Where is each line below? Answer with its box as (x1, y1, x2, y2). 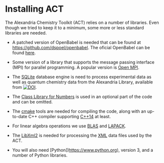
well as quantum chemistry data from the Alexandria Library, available (12, 79, 153, 85)
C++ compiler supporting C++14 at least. (28, 113, 111, 119)
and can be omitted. (12, 99, 53, 104)
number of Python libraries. (12, 152, 68, 158)
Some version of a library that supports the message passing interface (12, 59, 155, 65)
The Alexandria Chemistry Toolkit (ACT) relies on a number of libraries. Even (5, 20, 159, 25)
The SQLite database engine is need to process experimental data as (12, 74, 152, 80)
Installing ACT (5, 3, 64, 15)
